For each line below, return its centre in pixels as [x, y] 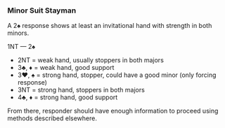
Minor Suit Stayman [42, 10]
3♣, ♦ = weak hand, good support [66, 68]
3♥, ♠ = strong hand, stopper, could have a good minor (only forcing [117, 75]
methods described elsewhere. [52, 118]
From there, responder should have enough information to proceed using [113, 111]
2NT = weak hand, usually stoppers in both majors [90, 60]
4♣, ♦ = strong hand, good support [67, 97]
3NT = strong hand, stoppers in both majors [81, 90]
